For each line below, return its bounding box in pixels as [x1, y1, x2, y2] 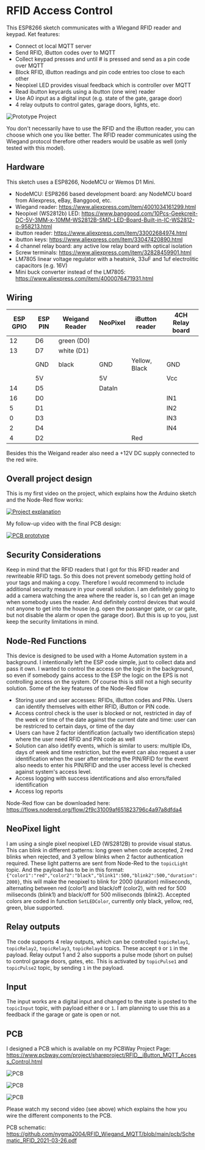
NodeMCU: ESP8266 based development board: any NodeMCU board [15, 190, 192, 197]
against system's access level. [15, 768, 92, 775]
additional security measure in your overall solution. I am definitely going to [6, 586, 195, 593]
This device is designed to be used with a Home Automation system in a [6, 652, 188, 659]
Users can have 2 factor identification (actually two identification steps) [15, 729, 195, 736]
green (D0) [58, 336, 90, 345]
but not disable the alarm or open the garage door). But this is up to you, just [6, 611, 199, 619]
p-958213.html [15, 222, 52, 230]
